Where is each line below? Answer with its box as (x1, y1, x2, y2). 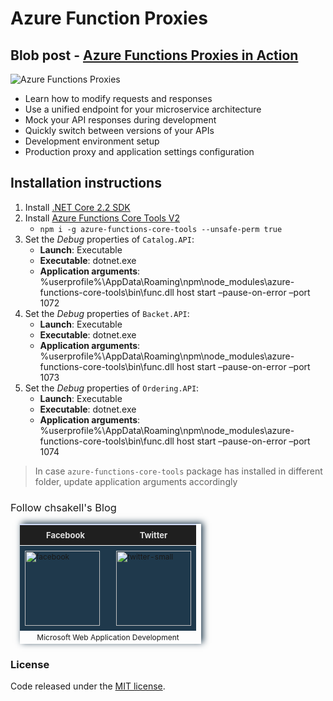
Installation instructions (10, 175, 162, 192)
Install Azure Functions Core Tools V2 (24, 212, 180, 224)
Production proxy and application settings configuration (24, 146, 255, 157)
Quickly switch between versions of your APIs (24, 125, 215, 136)
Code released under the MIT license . (10, 680, 166, 692)
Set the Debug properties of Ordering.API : (24, 382, 200, 394)
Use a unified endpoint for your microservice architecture (24, 103, 262, 115)
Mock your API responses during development (24, 114, 217, 126)
